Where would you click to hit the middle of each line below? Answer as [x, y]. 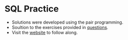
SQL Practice [32, 9]
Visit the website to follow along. [45, 32]
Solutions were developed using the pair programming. [67, 22]
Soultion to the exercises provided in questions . [60, 27]
